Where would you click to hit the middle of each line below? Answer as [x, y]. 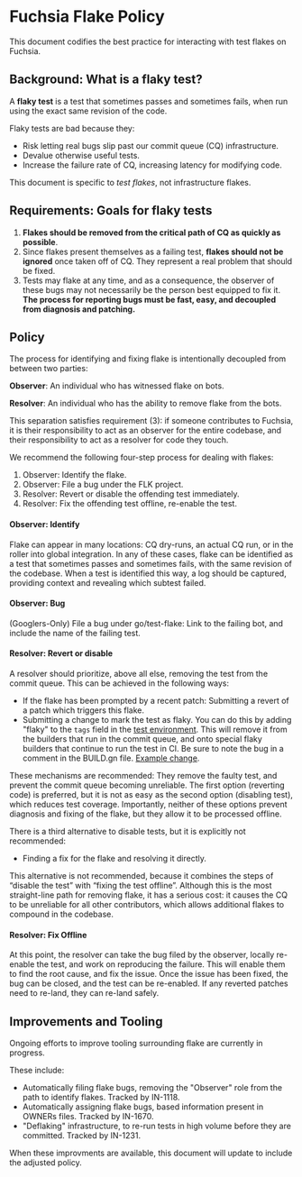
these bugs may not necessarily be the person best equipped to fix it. [151, 289]
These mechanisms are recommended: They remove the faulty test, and [143, 775]
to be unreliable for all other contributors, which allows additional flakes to [147, 904]
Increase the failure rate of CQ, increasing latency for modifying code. [152, 165]
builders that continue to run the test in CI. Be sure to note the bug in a [153, 748]
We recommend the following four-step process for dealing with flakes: [142, 458]
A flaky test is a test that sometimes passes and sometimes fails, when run [149, 101]
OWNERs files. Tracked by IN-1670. [88, 1116]
